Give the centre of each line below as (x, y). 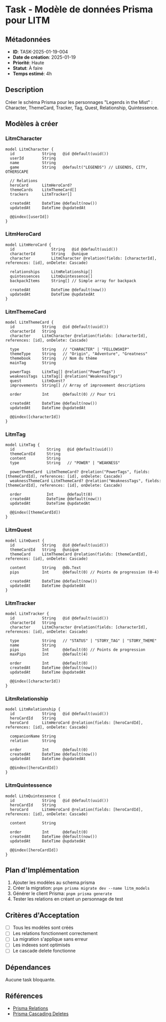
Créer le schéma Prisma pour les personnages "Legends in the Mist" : (79, 102)
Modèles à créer (32, 124)
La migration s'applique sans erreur (50, 939)
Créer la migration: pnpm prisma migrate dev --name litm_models (81, 888)
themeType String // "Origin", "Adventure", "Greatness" (79, 354)
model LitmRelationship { (33, 709)
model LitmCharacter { (29, 149)
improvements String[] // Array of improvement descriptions (78, 385)
